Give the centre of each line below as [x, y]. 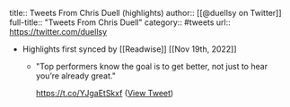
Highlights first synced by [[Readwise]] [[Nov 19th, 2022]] [129, 49]
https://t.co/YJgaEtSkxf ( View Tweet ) [105, 93]
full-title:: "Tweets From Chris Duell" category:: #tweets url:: [120, 22]
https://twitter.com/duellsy [58, 32]
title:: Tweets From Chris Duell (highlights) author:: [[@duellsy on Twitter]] [145, 13]
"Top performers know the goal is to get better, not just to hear [151, 66]
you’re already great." [76, 76]
